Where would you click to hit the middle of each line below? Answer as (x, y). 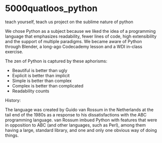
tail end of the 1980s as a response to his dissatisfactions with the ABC (76, 114)
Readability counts (31, 91)
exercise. (14, 52)
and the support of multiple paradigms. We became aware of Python (73, 41)
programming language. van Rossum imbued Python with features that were (81, 120)
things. (12, 135)
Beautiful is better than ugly (40, 70)
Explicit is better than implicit (41, 75)
